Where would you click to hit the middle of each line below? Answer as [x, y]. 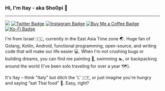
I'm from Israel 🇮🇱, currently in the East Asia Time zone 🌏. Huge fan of [78, 39]
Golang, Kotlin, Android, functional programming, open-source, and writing [81, 46]
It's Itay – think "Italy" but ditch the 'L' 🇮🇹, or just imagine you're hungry [78, 78]
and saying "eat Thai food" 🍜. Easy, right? [47, 83]
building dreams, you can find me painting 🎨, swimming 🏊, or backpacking [81, 59]
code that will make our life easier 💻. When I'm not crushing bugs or [74, 52]
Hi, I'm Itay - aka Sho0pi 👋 [36, 8]
